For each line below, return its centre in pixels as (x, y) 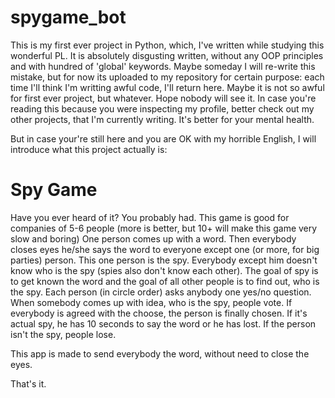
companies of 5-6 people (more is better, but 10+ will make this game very (164, 228)
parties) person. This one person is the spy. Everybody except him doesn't (164, 260)
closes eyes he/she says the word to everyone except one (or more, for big (165, 249)
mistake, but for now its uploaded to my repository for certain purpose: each (167, 77)
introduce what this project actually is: (89, 149)
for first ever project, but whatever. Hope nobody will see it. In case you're (163, 98)
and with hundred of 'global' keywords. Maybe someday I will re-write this (163, 66)
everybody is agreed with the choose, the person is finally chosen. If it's (159, 313)
